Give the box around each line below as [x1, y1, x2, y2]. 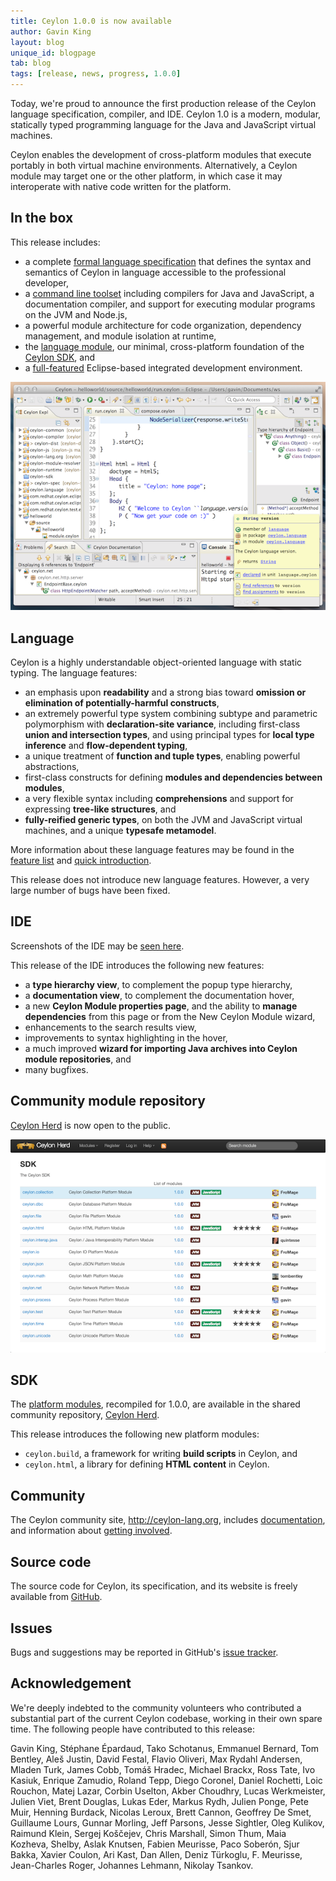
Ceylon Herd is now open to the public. [10, 1119, 172, 1131]
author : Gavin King [10, 26, 92, 37]
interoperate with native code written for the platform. [10, 181, 232, 192]
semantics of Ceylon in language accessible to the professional [24, 266, 287, 278]
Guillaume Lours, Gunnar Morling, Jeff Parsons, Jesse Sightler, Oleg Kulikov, [10, 1816, 325, 1829]
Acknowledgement [10, 1675, 132, 1692]
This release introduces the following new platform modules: [10, 1428, 260, 1440]
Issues [10, 1620, 53, 1637]
